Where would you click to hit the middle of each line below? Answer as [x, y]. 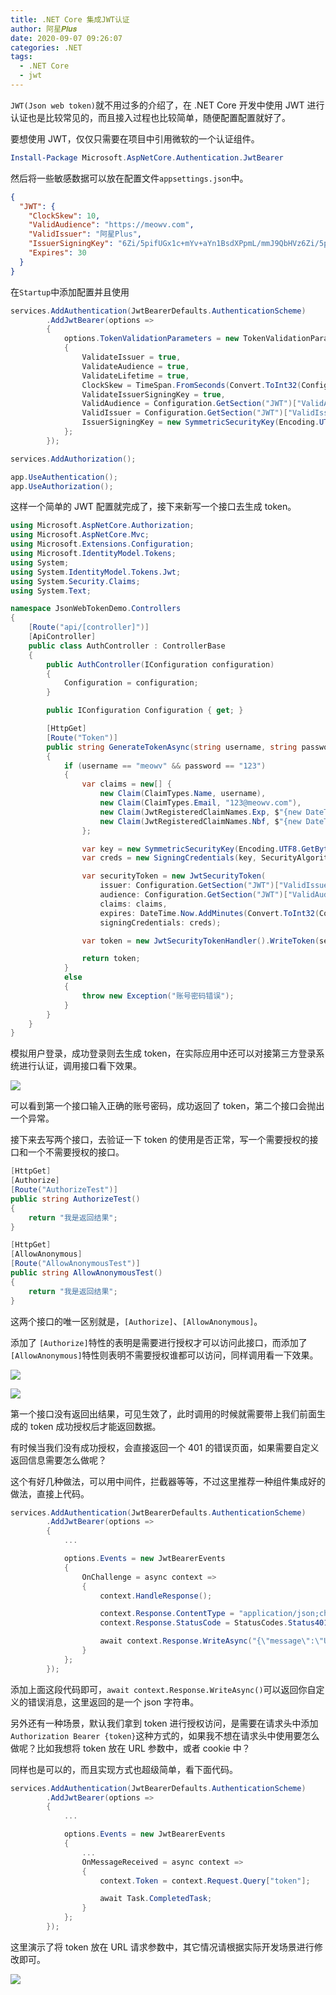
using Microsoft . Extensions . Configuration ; [102, 544]
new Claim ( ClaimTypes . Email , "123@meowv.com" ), [200, 803]
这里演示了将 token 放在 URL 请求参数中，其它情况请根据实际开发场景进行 [162, 1947]
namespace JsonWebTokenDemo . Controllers [96, 609]
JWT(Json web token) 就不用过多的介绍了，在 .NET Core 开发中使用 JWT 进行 [167, 105]
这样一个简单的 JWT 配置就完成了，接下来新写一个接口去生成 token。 [153, 507]
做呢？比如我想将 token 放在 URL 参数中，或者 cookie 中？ [130, 1748]
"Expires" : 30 [57, 253]
